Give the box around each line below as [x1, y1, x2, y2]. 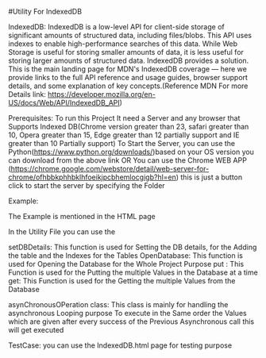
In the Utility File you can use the [8, 227, 116, 237]
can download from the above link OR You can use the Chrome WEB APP [8, 156, 248, 165]
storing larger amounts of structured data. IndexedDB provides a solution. [8, 56, 249, 65]
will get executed [8, 325, 64, 334]
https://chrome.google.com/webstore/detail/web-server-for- [10, 164, 210, 173]
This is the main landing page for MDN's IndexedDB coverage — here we [8, 64, 248, 74]
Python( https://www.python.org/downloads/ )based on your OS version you [8, 147, 254, 156]
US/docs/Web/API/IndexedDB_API [8, 98, 121, 107]
